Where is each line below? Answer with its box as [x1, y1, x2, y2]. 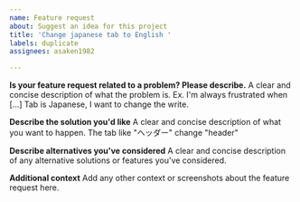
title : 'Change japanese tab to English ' [9, 30, 172, 39]
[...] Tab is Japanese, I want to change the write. [9, 99, 190, 110]
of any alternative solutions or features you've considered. [9, 155, 228, 166]
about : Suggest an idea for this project [9, 22, 168, 31]
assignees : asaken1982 [9, 47, 95, 56]
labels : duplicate [9, 38, 79, 48]
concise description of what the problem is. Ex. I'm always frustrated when [9, 90, 288, 101]
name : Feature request [9, 13, 95, 23]
